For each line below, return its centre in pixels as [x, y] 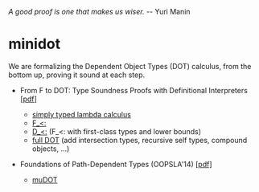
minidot [35, 44]
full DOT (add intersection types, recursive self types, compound [140, 140]
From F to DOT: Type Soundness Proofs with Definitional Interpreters [134, 90]
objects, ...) [51, 149]
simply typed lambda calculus [81, 114]
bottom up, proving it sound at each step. [77, 75]
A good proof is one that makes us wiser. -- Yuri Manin [99, 12]
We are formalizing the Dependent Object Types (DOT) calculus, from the [130, 66]
